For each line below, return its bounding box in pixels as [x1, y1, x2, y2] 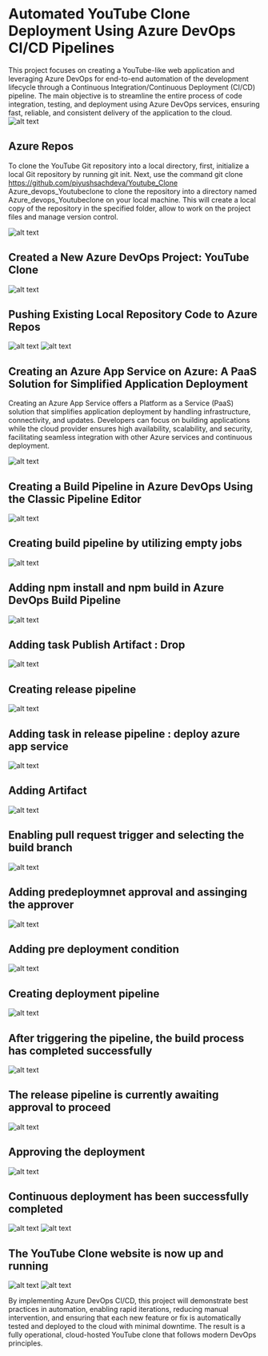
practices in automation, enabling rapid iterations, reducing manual [8, 1305, 229, 1314]
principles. [8, 1338, 43, 1348]
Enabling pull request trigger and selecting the [8, 828, 245, 842]
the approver [8, 898, 74, 911]
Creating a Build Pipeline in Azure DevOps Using [8, 480, 254, 493]
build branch [8, 841, 74, 855]
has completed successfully [8, 1044, 153, 1057]
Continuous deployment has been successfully [8, 1189, 250, 1203]
